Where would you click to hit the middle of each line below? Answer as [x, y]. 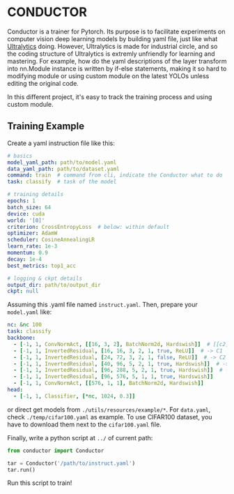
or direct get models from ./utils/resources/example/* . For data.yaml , [109, 410]
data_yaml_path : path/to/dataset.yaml [63, 169]
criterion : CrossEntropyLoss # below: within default [88, 227]
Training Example [46, 126]
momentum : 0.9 [28, 253]
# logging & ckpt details [45, 278]
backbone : [22, 338]
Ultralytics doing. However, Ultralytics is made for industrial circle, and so [112, 46]
